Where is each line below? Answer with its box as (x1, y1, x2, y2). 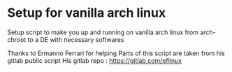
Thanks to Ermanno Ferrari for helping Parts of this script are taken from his (7, 49, 225, 57)
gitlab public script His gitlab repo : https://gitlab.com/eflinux (7, 56, 182, 64)
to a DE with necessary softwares (27, 35, 124, 43)
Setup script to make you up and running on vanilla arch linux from (7, 28, 199, 36)
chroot (7, 35, 27, 43)
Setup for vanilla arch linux (7, 5, 166, 21)
